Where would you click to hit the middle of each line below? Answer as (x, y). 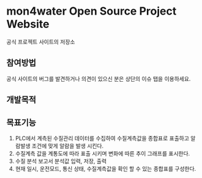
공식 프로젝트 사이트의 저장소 (41, 41)
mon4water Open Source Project (92, 11)
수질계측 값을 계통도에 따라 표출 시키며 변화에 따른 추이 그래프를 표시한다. (103, 153)
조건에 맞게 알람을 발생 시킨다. (68, 146)
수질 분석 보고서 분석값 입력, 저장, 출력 (61, 161)
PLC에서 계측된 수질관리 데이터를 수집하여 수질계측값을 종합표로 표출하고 (102, 138)
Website (28, 24)
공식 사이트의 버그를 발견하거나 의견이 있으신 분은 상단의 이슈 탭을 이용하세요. (99, 79)
